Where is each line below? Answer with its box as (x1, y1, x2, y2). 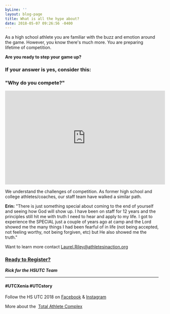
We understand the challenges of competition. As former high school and (5, 189, 152, 195)
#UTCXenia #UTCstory (5, 283, 53, 289)
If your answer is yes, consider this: (5, 67, 92, 73)
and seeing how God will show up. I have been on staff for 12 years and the (5, 208, 156, 214)
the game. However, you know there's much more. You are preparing (5, 40, 144, 45)
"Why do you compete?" (5, 79, 65, 86)
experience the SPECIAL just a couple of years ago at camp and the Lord (5, 219, 151, 225)
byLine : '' (5, 7, 27, 12)
